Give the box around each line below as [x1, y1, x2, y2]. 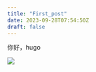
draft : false [7, 23, 46, 30]
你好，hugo [7, 43, 41, 52]
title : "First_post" [7, 10, 68, 17]
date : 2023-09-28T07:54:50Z [7, 17, 90, 24]
